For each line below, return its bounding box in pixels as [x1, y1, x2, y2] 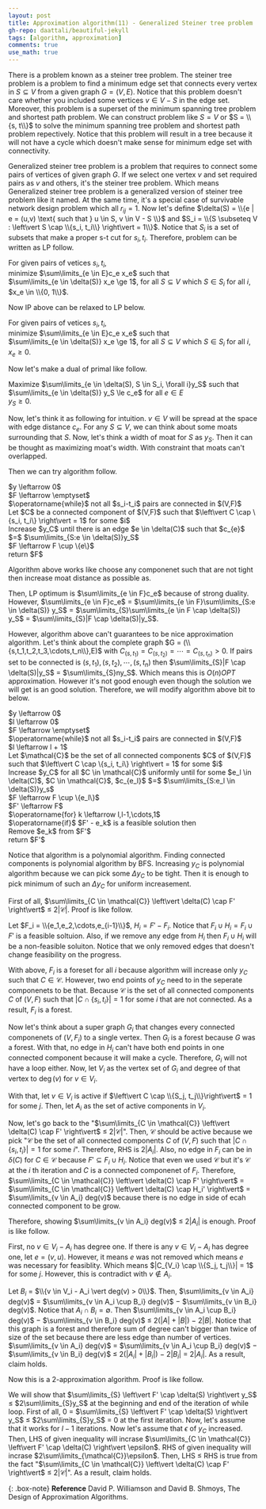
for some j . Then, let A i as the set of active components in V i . [8, 1101, 207, 1113]
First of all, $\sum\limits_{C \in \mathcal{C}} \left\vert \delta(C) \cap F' [8, 897, 236, 906]
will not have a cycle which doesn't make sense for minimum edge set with [8, 138, 253, 147]
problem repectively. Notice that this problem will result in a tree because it [8, 129, 253, 139]
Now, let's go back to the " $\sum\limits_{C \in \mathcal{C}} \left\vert [8, 1119, 230, 1128]
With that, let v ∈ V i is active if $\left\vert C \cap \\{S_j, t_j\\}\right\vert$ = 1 [8, 1091, 253, 1102]
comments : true [8, 41, 59, 49]
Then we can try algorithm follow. [8, 466, 117, 476]
